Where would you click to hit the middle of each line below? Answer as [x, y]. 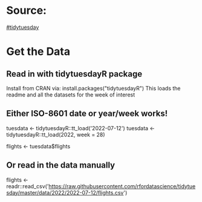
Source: [27, 11]
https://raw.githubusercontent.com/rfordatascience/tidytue [122, 186]
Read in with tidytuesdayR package [74, 74]
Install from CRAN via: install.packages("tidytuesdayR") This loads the [93, 88]
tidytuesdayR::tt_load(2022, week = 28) [56, 134]
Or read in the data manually [61, 166]
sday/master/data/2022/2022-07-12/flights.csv [65, 192]
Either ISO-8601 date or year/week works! [87, 114]
